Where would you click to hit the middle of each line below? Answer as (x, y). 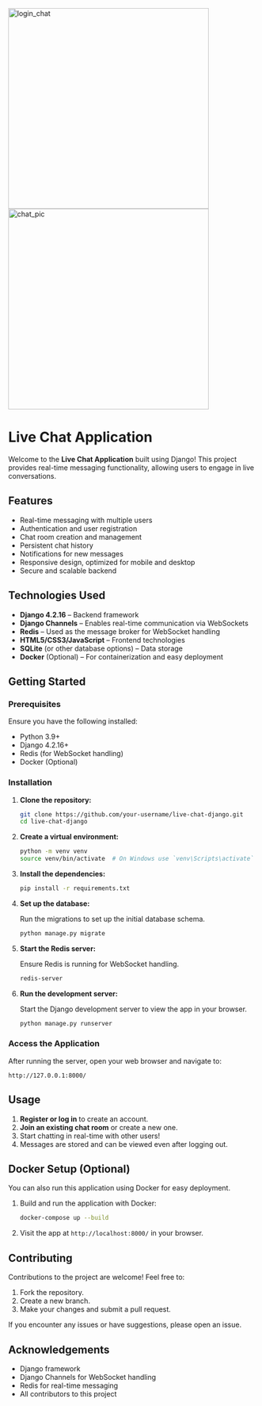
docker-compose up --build (64, 1218)
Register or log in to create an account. (84, 1119)
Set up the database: (55, 904)
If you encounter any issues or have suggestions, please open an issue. (125, 1325)
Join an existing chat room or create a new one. (99, 1127)
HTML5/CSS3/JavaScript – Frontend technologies (103, 640)
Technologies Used (57, 596)
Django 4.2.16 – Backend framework (79, 614)
